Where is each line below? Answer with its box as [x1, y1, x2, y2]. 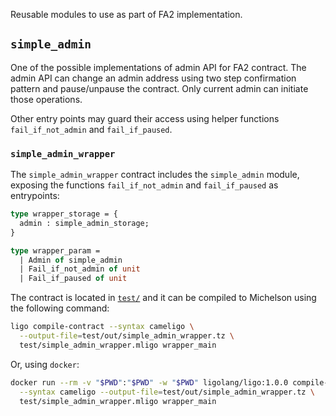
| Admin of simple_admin [19, 255, 123, 265]
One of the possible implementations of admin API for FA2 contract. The [10, 61, 307, 73]
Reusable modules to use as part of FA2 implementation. [10, 9, 243, 20]
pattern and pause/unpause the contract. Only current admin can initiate [10, 82, 309, 94]
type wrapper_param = [10, 245, 101, 256]
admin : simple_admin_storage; [19, 218, 150, 228]
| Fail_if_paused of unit [19, 274, 128, 284]
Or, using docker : [10, 358, 80, 370]
